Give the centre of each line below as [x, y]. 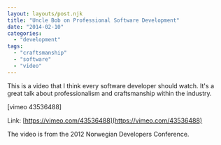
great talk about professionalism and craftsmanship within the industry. [109, 93]
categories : [24, 33]
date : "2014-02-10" [36, 27]
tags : [15, 46]
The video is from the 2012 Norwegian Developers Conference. [98, 134]
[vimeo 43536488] [34, 106]
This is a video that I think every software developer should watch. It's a [111, 85]
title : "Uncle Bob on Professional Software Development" [93, 20]
